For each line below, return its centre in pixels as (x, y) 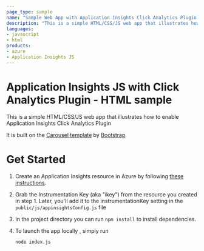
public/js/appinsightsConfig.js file (60, 207)
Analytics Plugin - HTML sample (89, 100)
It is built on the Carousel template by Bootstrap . (67, 135)
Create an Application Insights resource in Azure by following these (99, 176)
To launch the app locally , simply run (62, 230)
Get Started (36, 159)
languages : (20, 29)
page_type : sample (29, 12)
